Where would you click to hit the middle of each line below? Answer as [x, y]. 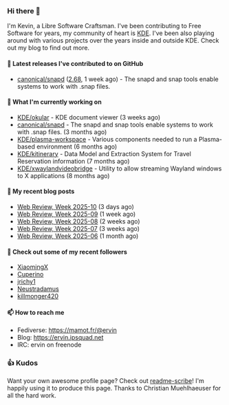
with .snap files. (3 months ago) [62, 132]
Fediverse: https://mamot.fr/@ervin [67, 330]
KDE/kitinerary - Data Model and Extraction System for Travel [104, 153]
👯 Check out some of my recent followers [67, 252]
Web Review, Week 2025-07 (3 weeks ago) [78, 228]
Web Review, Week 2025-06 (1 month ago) [78, 236]
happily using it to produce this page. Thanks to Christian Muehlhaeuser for [114, 388]
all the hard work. [32, 395]
